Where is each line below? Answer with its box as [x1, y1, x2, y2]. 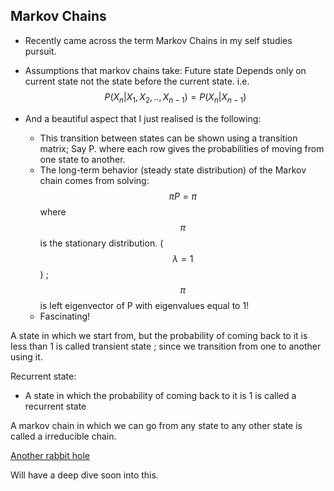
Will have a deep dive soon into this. [10, 469, 159, 481]
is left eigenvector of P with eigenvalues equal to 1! [39, 299, 250, 311]
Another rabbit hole [10, 449, 90, 461]
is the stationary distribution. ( [39, 237, 164, 249]
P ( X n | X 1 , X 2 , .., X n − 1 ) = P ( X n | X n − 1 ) [104, 90, 247, 105]
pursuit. [24, 45, 57, 57]
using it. [10, 350, 43, 363]
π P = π [168, 190, 198, 202]
